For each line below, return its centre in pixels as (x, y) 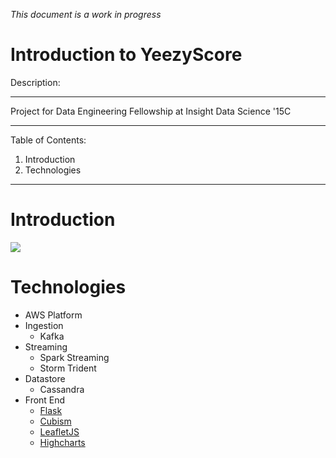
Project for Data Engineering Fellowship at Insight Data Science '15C (151, 111)
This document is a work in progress (86, 14)
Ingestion (44, 325)
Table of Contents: (48, 140)
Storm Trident (68, 368)
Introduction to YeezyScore (126, 55)
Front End (45, 400)
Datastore (45, 378)
